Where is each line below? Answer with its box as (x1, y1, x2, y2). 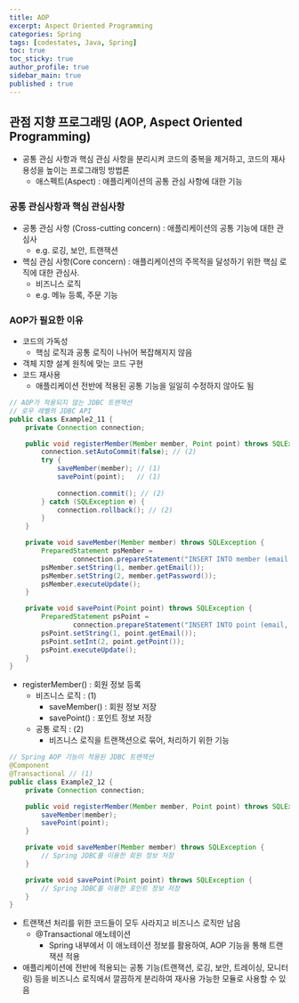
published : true (9, 79, 74, 88)
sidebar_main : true (9, 71, 82, 80)
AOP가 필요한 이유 (9, 314, 84, 326)
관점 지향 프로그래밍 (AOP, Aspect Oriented (9, 115, 243, 130)
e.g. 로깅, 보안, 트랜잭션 (35, 244, 118, 255)
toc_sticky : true (9, 54, 74, 63)
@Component (9, 761, 50, 770)
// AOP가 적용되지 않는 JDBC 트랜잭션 (9, 399, 133, 407)
